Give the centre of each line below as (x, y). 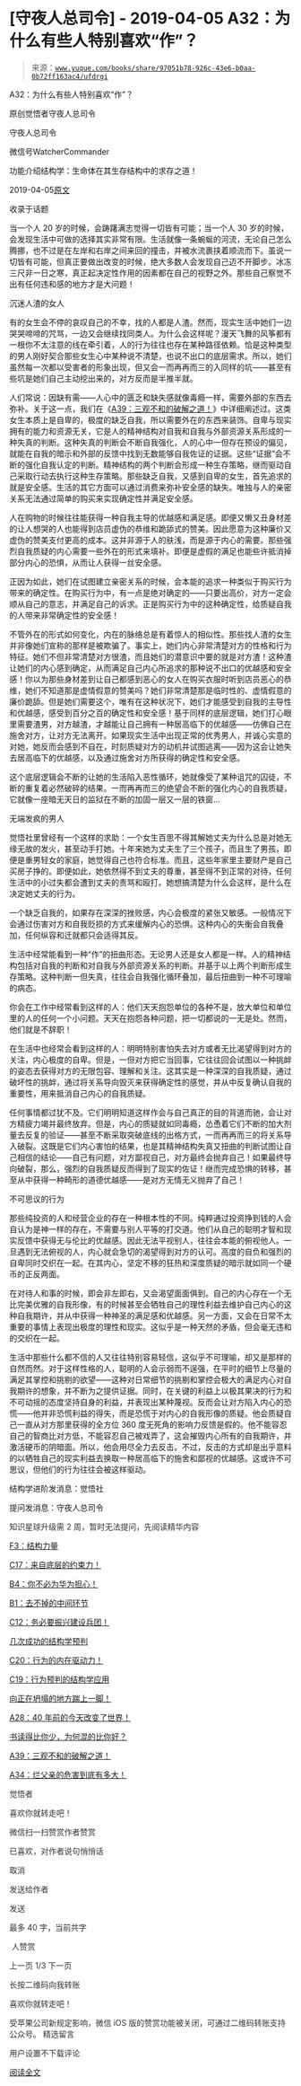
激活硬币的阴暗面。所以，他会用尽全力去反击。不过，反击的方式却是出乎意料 (150, 1447)
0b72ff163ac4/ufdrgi (69, 76)
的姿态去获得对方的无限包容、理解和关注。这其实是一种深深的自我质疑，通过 (150, 1070)
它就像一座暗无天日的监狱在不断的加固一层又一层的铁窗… (115, 799)
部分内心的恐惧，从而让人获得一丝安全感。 (88, 562)
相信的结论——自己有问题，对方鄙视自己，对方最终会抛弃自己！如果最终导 (154, 1157)
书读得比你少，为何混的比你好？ (68, 1736)
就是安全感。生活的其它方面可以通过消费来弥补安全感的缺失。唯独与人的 (142, 487)
